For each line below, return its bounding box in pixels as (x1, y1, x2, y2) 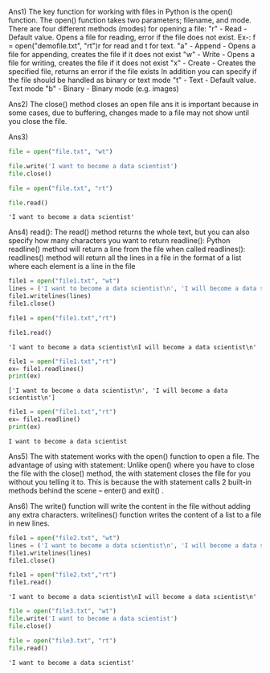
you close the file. (8, 117, 67, 126)
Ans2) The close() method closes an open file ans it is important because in (8, 100, 259, 109)
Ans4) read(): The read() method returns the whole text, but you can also (8, 227, 251, 237)
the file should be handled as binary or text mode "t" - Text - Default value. (8, 76, 256, 85)
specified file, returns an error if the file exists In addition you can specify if (8, 67, 257, 76)
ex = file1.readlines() (8, 365, 84, 373)
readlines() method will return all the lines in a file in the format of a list (8, 253, 242, 262)
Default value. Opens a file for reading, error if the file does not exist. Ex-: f (8, 32, 256, 42)
